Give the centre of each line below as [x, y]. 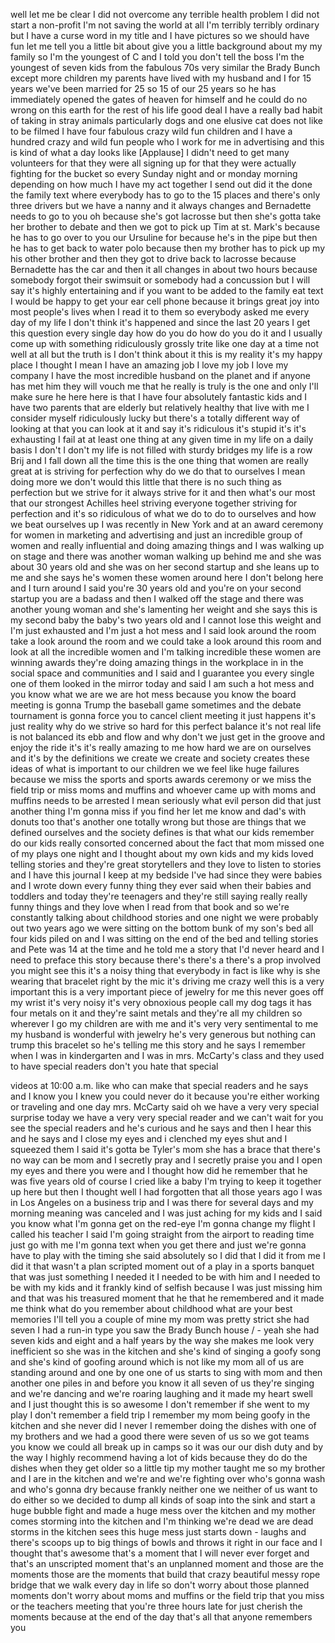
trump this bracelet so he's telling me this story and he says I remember [158, 1045]
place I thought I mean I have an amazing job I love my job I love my [149, 365]
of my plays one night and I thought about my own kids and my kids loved [162, 853]
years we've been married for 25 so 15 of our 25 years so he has [143, 88]
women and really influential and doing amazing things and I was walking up [167, 545]
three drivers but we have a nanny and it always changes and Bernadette [161, 205]
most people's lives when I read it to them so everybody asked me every [160, 312]
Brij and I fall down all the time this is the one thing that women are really [159, 460]
